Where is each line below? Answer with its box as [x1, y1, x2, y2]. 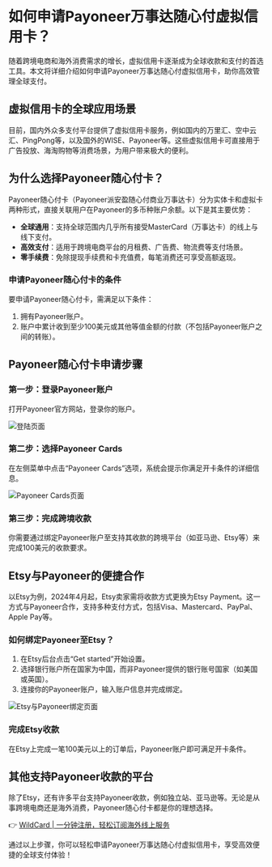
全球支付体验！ [22, 850, 73, 860]
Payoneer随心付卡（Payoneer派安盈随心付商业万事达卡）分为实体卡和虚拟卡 [8, 194, 263, 204]
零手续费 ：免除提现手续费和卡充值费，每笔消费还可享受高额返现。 [19, 252, 240, 261]
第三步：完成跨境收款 [8, 512, 91, 524]
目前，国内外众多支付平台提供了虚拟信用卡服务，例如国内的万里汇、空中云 [8, 125, 257, 134]
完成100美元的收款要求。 [8, 543, 91, 553]
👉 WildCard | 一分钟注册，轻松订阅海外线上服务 [8, 820, 170, 830]
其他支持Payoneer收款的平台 [8, 770, 154, 784]
